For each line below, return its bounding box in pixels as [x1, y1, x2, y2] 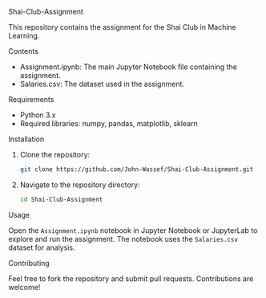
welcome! [8, 282, 41, 292]
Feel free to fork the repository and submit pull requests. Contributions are [8, 273, 254, 284]
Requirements [8, 95, 54, 104]
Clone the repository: [19, 150, 91, 159]
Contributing [8, 258, 50, 267]
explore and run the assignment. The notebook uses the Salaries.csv [8, 234, 239, 243]
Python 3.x [19, 110, 56, 120]
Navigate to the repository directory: [19, 180, 140, 190]
